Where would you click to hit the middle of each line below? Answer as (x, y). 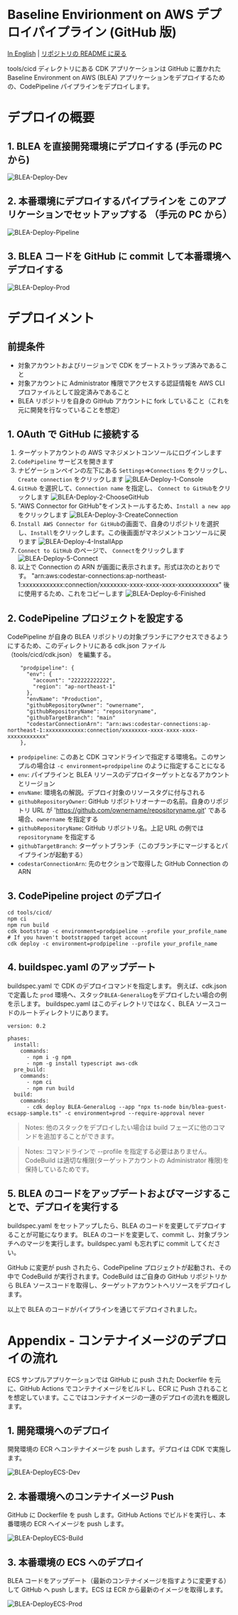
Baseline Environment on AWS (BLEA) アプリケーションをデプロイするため (116, 77)
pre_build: (30, 1069)
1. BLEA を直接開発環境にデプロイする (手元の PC (115, 146)
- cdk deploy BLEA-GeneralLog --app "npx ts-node (101, 1107)
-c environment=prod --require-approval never (134, 1113)
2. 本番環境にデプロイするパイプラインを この (107, 201)
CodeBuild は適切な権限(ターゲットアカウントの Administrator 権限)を (127, 1160)
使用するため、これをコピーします (74, 594)
